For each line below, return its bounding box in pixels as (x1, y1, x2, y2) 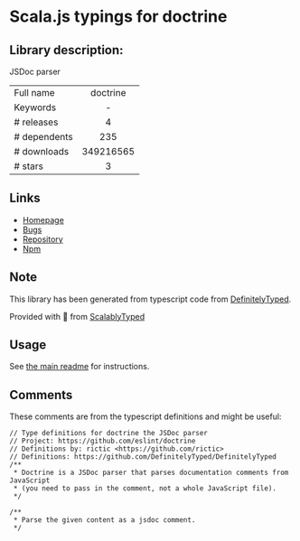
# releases (14, 116, 59, 128)
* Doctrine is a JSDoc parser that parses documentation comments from (13, 468, 289, 478)
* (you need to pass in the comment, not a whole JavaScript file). (13, 484, 277, 493)
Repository (22, 233, 63, 245)
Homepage (22, 214, 65, 225)
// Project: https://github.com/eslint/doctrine (9, 436, 196, 446)
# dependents (14, 131, 74, 143)
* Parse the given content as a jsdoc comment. (13, 516, 196, 525)
